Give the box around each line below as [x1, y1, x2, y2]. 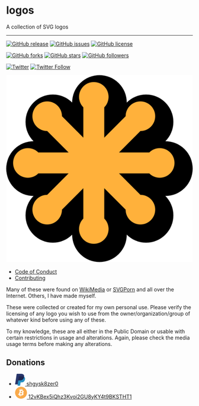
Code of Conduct [14, 268, 57, 275]
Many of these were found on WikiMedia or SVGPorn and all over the [6, 286, 175, 293]
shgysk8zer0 [26, 380, 59, 387]
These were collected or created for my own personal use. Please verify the [6, 303, 191, 310]
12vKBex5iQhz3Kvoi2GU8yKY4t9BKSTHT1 [28, 393, 132, 400]
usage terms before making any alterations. [6, 340, 113, 347]
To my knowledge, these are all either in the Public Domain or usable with [6, 328, 185, 335]
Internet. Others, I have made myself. [6, 292, 97, 299]
